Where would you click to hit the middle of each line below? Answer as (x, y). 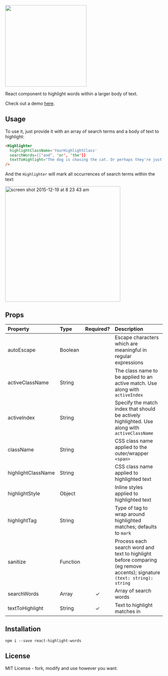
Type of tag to (131, 508)
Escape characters (137, 337)
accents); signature (137, 572)
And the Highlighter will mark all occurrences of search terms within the (80, 174)
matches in (128, 611)
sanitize (17, 562)
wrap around (130, 514)
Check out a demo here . (30, 103)
